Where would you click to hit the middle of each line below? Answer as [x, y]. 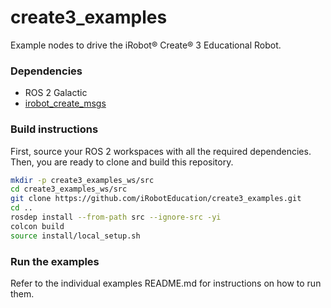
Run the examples [55, 261]
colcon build [37, 226]
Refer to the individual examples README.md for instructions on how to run [166, 283]
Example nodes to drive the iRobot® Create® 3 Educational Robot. [146, 45]
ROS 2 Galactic [56, 93]
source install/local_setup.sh [75, 236]
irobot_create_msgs [65, 103]
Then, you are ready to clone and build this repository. [122, 162]
